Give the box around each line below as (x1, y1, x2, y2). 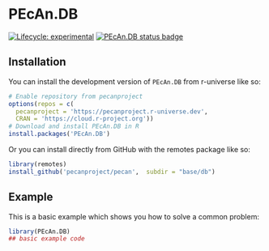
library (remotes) (8, 160, 67, 168)
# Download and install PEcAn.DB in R (8, 122, 139, 130)
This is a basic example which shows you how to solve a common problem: (8, 211, 259, 221)
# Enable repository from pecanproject (8, 92, 143, 100)
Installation (8, 55, 66, 69)
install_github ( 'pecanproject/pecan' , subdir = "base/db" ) (8, 168, 216, 176)
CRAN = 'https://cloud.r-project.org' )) (15, 115, 154, 123)
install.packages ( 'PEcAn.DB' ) (8, 130, 111, 138)
